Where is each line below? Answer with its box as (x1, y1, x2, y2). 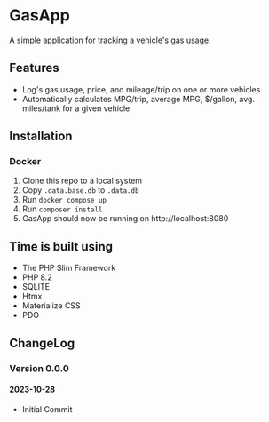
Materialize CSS (21, 300, 82, 311)
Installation (9, 129, 73, 144)
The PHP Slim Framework (21, 263, 116, 274)
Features (9, 60, 59, 76)
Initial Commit (21, 403, 73, 414)
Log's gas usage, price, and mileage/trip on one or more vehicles (21, 84, 261, 94)
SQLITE (21, 282, 51, 292)
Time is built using (9, 239, 114, 254)
